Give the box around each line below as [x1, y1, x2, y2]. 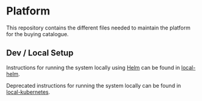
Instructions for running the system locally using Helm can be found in [6, 64, 180, 71]
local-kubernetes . [6, 88, 50, 96]
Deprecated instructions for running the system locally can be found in [6, 82, 182, 89]
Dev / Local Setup [6, 48, 74, 58]
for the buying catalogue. [6, 30, 69, 37]
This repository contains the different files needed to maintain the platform [6, 24, 191, 31]
